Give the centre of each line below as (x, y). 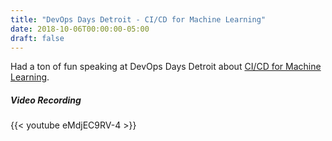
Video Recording (46, 100)
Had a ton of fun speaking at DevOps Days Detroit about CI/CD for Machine (166, 67)
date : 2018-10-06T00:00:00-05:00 (80, 29)
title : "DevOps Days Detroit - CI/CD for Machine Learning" (138, 19)
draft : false (37, 38)
